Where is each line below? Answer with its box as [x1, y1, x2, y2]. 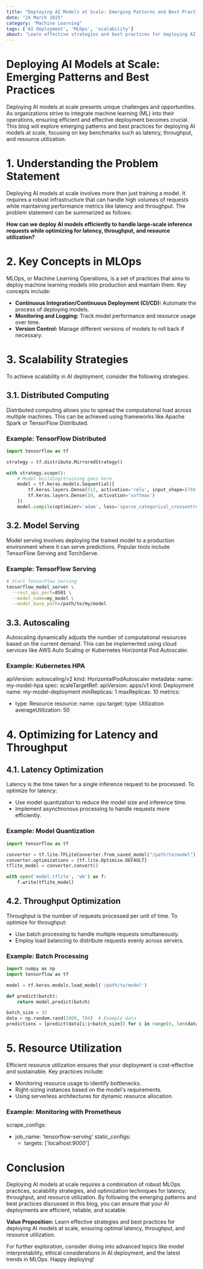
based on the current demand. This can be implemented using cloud [6, 640, 177, 648]
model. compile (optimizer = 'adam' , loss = [17, 503, 118, 509]
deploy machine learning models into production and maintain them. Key [6, 281, 187, 288]
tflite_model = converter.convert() [6, 863, 98, 869]
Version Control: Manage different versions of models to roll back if [14, 325, 184, 332]
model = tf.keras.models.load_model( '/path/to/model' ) [6, 982, 147, 988]
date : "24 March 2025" [6, 15, 63, 21]
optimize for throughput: [6, 918, 67, 926]
